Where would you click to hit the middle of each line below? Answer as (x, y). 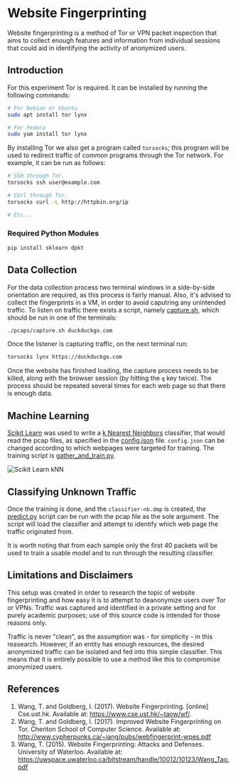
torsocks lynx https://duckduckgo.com (65, 357)
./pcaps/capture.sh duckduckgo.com (60, 330)
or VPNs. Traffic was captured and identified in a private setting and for (112, 607)
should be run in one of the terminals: (62, 317)
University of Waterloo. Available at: (70, 752)
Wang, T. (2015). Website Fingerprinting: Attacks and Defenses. (110, 744)
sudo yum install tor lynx (47, 134)
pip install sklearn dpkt (45, 248)
